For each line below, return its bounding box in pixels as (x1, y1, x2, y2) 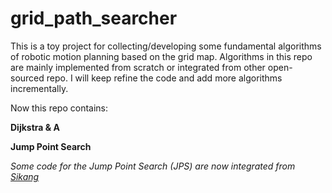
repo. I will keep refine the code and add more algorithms (46, 72, 283, 84)
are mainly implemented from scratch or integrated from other (10, 61, 266, 73)
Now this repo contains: (10, 102, 109, 114)
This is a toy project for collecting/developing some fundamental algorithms (10, 40, 322, 52)
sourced (10, 72, 45, 84)
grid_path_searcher (10, 7, 178, 30)
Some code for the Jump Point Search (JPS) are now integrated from (10, 160, 296, 172)
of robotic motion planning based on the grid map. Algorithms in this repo (10, 50, 313, 62)
